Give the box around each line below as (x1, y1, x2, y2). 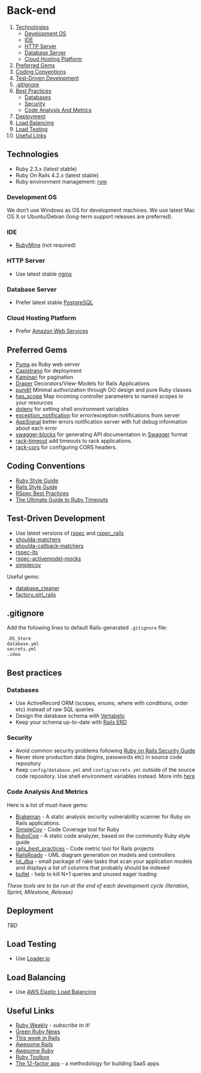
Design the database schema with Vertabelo (15, 712, 125, 720)
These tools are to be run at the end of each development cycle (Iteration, (7, 882, 189, 889)
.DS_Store (7, 636, 32, 642)
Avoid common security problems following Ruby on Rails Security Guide (15, 747, 196, 754)
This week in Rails (15, 1035, 60, 1042)
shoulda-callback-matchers (15, 542, 84, 549)
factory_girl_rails (15, 591, 56, 598)
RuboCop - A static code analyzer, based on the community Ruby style (15, 832, 191, 839)
